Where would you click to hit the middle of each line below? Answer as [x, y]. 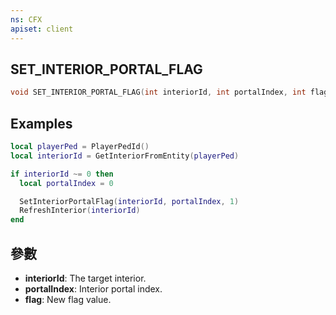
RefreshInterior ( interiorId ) [80, 211]
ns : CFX [26, 19]
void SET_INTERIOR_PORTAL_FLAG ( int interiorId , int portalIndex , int [158, 92]
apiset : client [42, 29]
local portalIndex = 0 [66, 183]
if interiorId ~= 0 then [62, 174]
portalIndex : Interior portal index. [93, 288]
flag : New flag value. [68, 299]
